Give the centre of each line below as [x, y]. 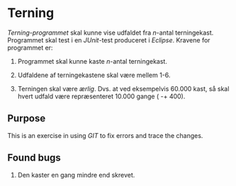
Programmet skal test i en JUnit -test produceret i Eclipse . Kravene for [109, 40]
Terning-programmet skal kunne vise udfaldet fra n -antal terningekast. [111, 33]
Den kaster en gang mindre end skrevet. [76, 175]
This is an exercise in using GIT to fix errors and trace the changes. [105, 135]
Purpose [27, 118]
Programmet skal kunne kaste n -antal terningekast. [92, 61]
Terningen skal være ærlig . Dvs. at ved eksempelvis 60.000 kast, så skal [123, 88]
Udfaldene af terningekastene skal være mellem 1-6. [94, 75]
